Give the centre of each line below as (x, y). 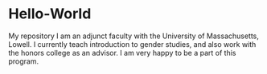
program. (24, 61)
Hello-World (50, 14)
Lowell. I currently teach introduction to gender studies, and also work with (132, 44)
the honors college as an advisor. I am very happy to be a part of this (122, 53)
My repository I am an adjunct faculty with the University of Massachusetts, (134, 36)
